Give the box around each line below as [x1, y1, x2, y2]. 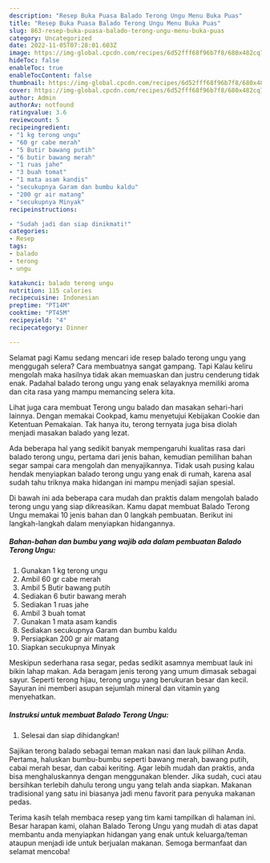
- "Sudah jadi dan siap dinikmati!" [9, 220, 131, 228]
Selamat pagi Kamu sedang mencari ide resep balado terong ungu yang [9, 353, 247, 362]
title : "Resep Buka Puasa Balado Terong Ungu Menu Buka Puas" [9, 19, 221, 27]
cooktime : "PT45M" [9, 309, 71, 317]
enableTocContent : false [9, 71, 92, 79]
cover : [9, 86, 31, 95]
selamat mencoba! [9, 846, 71, 856]
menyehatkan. [9, 692, 56, 701]
